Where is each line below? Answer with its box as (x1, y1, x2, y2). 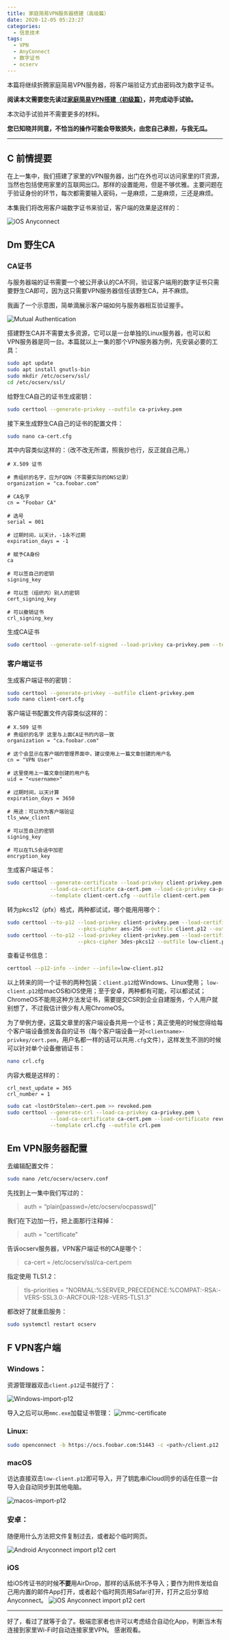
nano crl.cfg (7, 1058, 44, 1065)
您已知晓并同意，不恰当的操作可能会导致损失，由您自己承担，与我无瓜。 (7, 124, 211, 132)
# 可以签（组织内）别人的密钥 (7, 590, 80, 596)
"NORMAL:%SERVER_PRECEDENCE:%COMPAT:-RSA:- (65, 1286, 221, 1294)
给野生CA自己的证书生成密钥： (7, 392, 94, 401)
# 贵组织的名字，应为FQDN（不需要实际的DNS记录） (7, 474, 132, 481)
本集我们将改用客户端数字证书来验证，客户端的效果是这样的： (7, 203, 181, 212)
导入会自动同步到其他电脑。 (7, 1483, 86, 1491)
